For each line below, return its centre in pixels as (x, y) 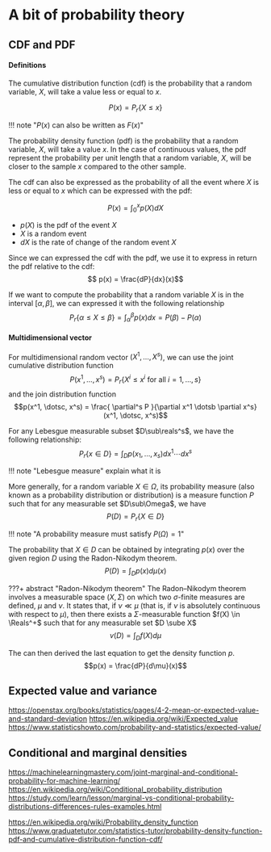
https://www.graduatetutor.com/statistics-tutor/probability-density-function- (135, 831)
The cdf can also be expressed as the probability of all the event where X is (134, 182)
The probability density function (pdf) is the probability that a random (123, 141)
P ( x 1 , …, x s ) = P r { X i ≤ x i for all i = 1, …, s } (135, 380)
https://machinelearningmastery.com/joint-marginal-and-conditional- (123, 772)
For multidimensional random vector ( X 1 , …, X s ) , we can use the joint (121, 356)
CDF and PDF (42, 45)
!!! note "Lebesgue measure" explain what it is (85, 471)
